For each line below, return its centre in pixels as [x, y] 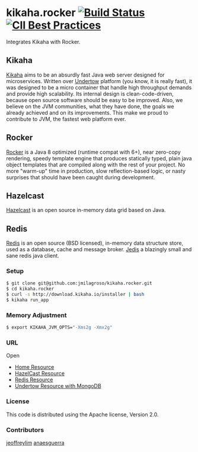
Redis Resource [34, 380]
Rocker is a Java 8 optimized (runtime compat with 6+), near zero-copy [93, 152]
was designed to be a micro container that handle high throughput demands [99, 87]
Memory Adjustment [36, 315]
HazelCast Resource [40, 374]
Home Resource [34, 367]
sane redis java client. [33, 256]
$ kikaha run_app [28, 300]
